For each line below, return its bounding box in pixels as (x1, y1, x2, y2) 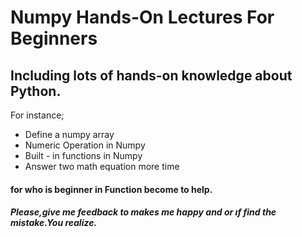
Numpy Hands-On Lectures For (10, 6, 275, 29)
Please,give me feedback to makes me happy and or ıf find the (10, 206, 277, 218)
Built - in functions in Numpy (24, 150, 143, 161)
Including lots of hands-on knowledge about (10, 67, 293, 84)
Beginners (10, 27, 98, 50)
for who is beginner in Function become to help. (10, 183, 213, 195)
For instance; (10, 109, 65, 121)
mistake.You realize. (10, 217, 98, 229)
